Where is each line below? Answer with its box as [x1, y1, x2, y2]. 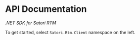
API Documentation [5, 3, 87, 15]
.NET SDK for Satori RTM [5, 20, 56, 26]
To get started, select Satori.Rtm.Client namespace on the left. [5, 29, 136, 35]
